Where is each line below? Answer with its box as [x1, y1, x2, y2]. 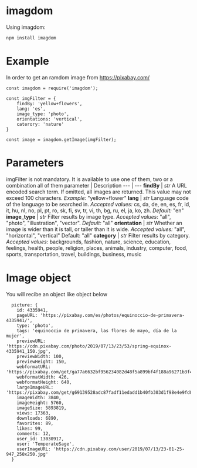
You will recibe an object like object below [6, 290, 107, 297]
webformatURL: [16, 363, 51, 370]
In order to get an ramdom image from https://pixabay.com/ [6, 73, 150, 81]
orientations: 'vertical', [16, 116, 83, 122]
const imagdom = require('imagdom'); [6, 85, 98, 91]
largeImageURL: [16, 384, 54, 390]
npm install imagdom [6, 35, 57, 41]
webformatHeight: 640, [16, 379, 72, 385]
